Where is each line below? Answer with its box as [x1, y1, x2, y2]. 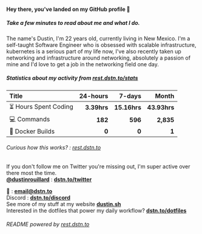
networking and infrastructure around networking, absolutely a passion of [6, 54, 191, 61]
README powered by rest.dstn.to [6, 221, 90, 228]
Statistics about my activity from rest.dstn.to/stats [6, 74, 138, 82]
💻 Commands [9, 115, 50, 123]
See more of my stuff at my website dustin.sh [6, 200, 121, 207]
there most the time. [6, 169, 57, 176]
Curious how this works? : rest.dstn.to [6, 144, 101, 151]
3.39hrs [84, 103, 109, 112]
